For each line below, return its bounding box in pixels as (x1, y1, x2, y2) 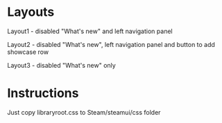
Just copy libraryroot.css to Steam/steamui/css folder (7, 108, 161, 116)
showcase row (7, 48, 49, 56)
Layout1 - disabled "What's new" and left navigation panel (7, 27, 173, 35)
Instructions (7, 86, 79, 101)
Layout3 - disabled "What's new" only (7, 61, 116, 69)
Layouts (7, 4, 55, 20)
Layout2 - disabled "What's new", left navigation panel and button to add (7, 40, 215, 48)
